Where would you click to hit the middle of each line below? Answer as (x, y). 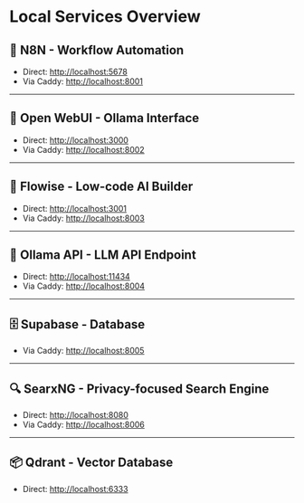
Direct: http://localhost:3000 (76, 140)
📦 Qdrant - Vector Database (91, 463)
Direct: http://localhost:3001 (75, 208)
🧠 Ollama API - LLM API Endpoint (103, 255)
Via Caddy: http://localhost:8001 (82, 81)
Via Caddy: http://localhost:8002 (83, 149)
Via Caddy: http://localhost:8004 (84, 286)
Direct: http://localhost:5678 (75, 71)
